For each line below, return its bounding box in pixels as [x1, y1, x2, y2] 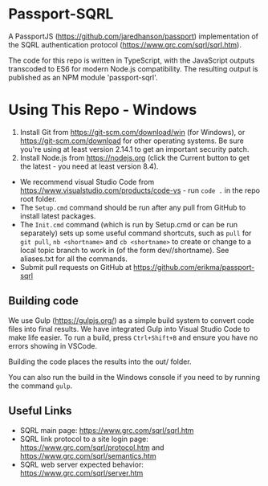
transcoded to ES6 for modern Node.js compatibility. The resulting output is [8, 63, 258, 73]
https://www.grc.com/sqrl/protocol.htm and [19, 443, 164, 452]
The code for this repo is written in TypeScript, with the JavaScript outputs [8, 55, 255, 65]
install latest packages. [19, 210, 96, 221]
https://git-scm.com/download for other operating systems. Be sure [19, 136, 245, 145]
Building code [8, 294, 79, 308]
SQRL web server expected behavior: [19, 459, 144, 469]
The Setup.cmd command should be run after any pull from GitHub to [19, 202, 246, 212]
